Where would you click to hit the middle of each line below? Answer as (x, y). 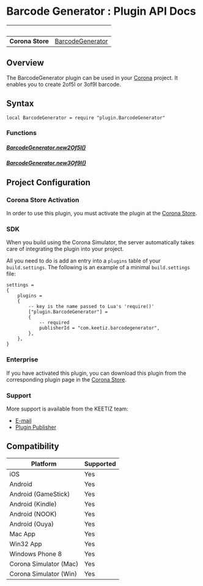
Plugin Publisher (36, 427)
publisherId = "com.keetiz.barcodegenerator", (99, 328)
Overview (25, 63)
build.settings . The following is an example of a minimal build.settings (98, 268)
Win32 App (26, 544)
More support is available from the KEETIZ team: (67, 409)
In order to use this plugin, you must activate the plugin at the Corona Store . (102, 214)
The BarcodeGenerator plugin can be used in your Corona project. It (92, 77)
